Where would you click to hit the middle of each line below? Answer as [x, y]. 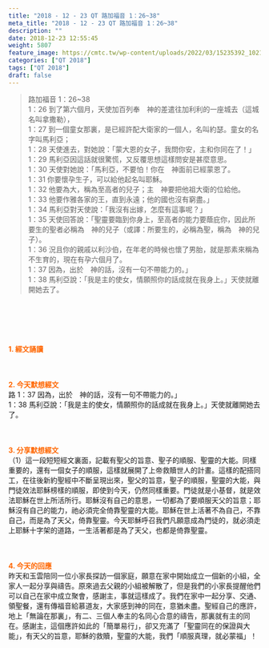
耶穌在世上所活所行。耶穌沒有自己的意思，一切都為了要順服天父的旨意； [134, 500]
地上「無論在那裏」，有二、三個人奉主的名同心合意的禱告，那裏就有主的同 [129, 616]
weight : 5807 [30, 46]
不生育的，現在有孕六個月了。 [77, 259]
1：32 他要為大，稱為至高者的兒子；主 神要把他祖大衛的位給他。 [137, 189]
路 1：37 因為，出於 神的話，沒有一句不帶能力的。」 [95, 394]
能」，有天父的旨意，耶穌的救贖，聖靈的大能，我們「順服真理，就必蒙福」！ [133, 636]
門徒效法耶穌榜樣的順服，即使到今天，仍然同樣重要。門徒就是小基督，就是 [131, 490]
